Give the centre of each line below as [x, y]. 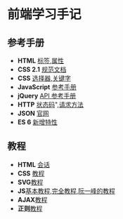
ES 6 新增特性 [37, 122]
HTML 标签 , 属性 [41, 61]
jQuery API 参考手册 [47, 96]
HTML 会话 [34, 164]
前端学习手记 [45, 14]
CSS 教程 [31, 173]
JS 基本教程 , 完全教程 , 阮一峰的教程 [66, 191]
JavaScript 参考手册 [47, 87]
